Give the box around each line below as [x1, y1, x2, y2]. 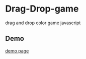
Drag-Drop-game [5, 3, 79, 15]
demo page [5, 47, 29, 53]
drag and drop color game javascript [5, 20, 81, 26]
